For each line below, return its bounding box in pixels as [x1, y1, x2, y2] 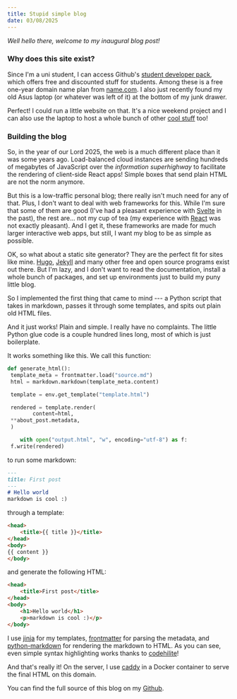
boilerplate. [7, 337, 40, 347]
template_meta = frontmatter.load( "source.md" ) [10, 371, 153, 379]
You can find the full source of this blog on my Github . [7, 683, 164, 692]
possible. [7, 236, 34, 245]
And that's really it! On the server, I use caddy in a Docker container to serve [7, 662, 229, 671]
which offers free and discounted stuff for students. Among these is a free [7, 77, 224, 86]
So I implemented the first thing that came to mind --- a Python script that [7, 294, 222, 303]
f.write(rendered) [10, 443, 65, 450]
